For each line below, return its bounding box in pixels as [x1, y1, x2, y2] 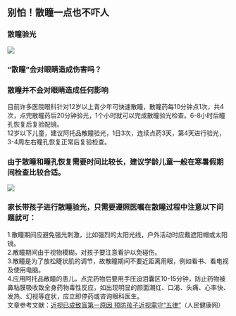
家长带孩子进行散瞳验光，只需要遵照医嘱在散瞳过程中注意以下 [7, 203, 217, 213]
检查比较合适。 [14, 168, 66, 177]
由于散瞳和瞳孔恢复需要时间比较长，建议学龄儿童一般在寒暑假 [7, 157, 217, 167]
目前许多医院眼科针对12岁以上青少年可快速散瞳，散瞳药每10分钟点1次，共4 [7, 102, 224, 110]
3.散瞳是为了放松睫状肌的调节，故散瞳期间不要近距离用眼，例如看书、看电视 [7, 256, 229, 265]
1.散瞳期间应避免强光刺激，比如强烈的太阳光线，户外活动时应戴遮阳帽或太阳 [7, 230, 228, 239]
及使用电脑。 [7, 265, 44, 274]
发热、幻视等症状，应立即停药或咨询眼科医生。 [7, 291, 143, 301]
